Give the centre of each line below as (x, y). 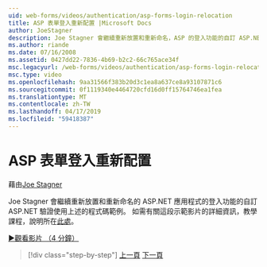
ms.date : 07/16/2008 (43, 52)
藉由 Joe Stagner (35, 184)
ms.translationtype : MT (48, 97)
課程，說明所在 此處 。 (43, 221)
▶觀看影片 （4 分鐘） (44, 238)
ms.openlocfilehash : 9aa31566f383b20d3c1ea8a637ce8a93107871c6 (115, 82)
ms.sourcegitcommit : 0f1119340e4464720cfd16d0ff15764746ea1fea (115, 89)
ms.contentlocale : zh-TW (49, 104)
